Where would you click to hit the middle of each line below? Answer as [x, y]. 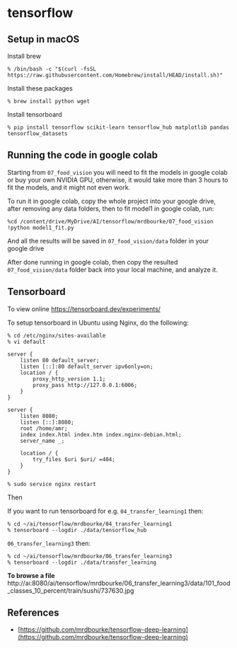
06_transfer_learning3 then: [49, 543]
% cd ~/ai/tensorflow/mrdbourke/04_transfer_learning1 [90, 524]
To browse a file [31, 575]
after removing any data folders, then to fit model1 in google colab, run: [111, 208]
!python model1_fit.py [41, 228]
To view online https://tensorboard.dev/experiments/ [84, 308]
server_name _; [42, 441]
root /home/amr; [44, 428]
